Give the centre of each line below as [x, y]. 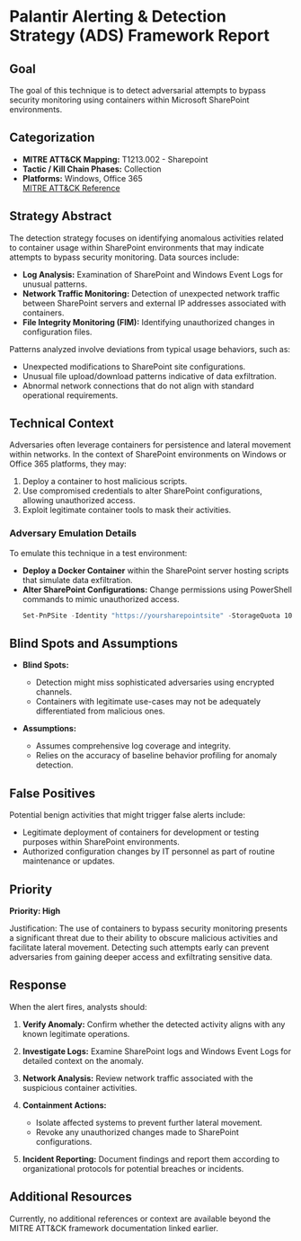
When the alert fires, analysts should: [78, 1006]
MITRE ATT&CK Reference [71, 188]
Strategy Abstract [61, 216]
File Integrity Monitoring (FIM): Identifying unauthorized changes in [149, 322]
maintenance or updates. [68, 861]
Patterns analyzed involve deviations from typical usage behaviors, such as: [150, 349]
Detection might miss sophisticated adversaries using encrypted [155, 683]
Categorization [52, 138]
